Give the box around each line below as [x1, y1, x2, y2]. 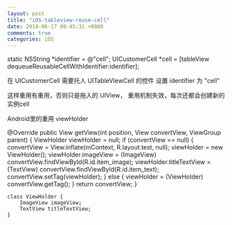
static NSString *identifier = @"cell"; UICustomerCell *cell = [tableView [7, 55, 210, 63]
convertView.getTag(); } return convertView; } [7, 180, 137, 188]
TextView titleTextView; [19, 206, 91, 213]
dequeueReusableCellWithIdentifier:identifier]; [7, 62, 140, 71]
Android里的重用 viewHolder [7, 115, 89, 123]
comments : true [7, 29, 51, 37]
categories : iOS [7, 36, 54, 43]
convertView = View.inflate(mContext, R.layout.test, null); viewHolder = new [7, 143, 224, 152]
